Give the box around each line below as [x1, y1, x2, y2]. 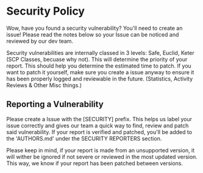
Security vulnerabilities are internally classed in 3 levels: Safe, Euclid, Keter [6, 49, 195, 56]
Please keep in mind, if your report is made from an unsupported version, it [6, 146, 195, 154]
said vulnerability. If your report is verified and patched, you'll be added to [6, 128, 193, 135]
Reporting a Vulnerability [6, 99, 104, 110]
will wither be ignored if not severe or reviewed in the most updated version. [6, 153, 198, 160]
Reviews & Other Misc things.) [6, 81, 82, 89]
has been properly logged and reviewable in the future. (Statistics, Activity [6, 75, 193, 82]
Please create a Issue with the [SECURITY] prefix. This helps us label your [6, 115, 192, 122]
